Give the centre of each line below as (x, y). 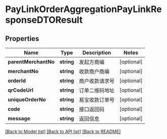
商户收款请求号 (97, 81)
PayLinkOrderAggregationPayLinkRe (84, 9)
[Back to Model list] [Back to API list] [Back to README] (63, 131)
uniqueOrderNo (27, 99)
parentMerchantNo (31, 62)
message (19, 118)
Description (97, 53)
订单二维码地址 (97, 90)
